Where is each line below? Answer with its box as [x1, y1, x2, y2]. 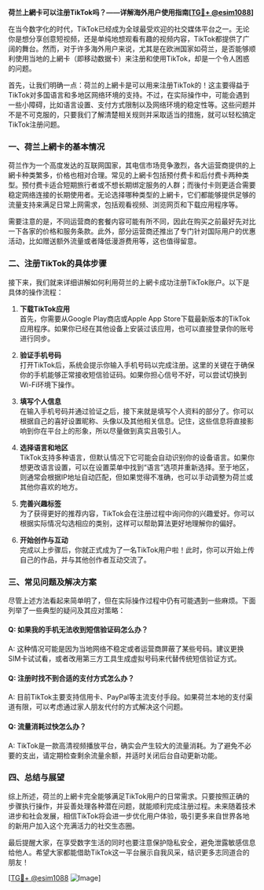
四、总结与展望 [8, 772, 65, 783]
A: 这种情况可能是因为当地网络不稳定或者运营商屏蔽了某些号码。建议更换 [8, 644, 244, 654]
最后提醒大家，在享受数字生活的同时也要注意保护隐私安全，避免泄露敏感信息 [8, 837, 256, 847]
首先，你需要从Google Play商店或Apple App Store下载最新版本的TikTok [19, 314, 251, 323]
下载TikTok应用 [19, 304, 71, 313]
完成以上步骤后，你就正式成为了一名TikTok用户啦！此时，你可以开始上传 [19, 545, 255, 554]
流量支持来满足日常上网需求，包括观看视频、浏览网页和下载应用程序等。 [8, 200, 242, 209]
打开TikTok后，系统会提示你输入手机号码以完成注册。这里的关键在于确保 [19, 360, 255, 369]
